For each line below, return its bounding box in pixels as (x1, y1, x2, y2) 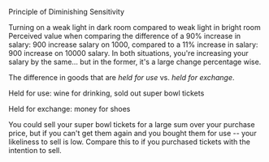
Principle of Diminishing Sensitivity (8, 7, 124, 16)
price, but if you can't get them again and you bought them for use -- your (8, 129, 258, 138)
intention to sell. (8, 146, 63, 155)
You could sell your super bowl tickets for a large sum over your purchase (8, 120, 255, 129)
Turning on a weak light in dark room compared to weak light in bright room (8, 23, 262, 32)
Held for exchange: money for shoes (8, 104, 131, 113)
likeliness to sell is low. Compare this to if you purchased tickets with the (8, 137, 250, 147)
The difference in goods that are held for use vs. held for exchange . (8, 73, 235, 82)
